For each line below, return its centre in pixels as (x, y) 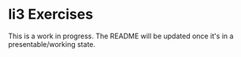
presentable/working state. (52, 44)
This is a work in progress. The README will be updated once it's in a (121, 36)
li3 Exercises (51, 14)
